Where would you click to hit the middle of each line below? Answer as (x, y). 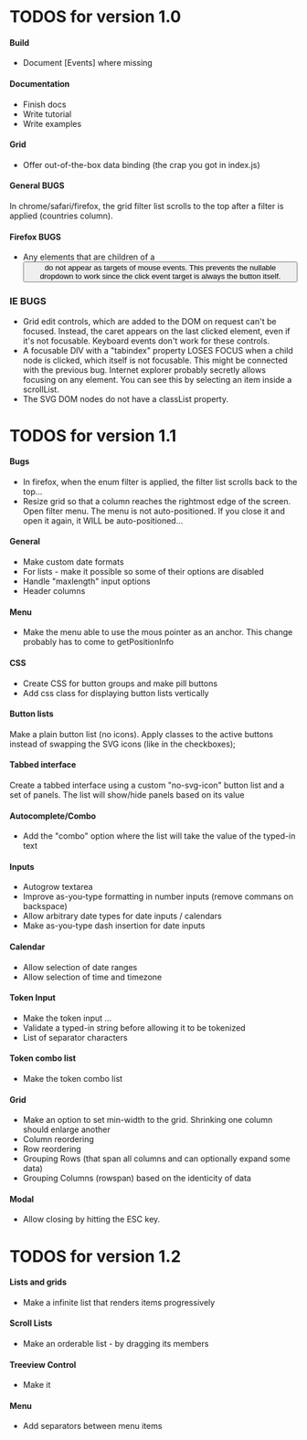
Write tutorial (47, 114)
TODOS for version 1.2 (95, 1256)
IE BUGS (28, 302)
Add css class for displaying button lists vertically (116, 693)
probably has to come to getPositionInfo (98, 642)
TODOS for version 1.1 (93, 435)
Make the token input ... (67, 1018)
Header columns (54, 591)
